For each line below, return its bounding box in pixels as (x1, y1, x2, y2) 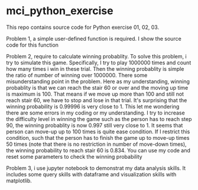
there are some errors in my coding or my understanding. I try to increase (6, 109, 185, 116)
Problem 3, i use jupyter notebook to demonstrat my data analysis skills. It (6, 164, 186, 172)
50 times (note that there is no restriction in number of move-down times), (6, 140, 187, 148)
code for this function (6, 41, 59, 48)
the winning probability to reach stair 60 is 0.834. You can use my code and (6, 146, 191, 154)
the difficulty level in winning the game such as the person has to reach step (6, 115, 192, 122)
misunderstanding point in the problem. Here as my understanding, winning (6, 78, 190, 85)
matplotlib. (6, 177, 33, 184)
